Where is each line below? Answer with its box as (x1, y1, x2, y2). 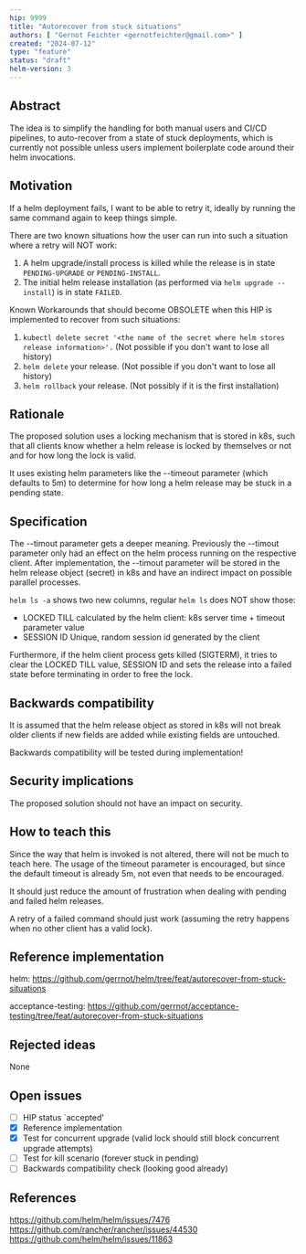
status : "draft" (9, 56, 71, 65)
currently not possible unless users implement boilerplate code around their (9, 142, 295, 153)
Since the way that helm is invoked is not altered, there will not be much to (9, 848, 290, 859)
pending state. (9, 487, 64, 498)
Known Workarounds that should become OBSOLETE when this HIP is (9, 303, 272, 315)
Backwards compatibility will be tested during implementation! (9, 747, 244, 758)
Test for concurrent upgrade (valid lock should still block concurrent (22, 1132, 280, 1143)
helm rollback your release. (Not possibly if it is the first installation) (22, 380, 280, 391)
